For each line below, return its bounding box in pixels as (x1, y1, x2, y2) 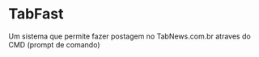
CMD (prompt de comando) (8, 39, 100, 49)
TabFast (8, 5, 64, 23)
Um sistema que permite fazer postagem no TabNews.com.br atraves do (8, 31, 251, 41)
